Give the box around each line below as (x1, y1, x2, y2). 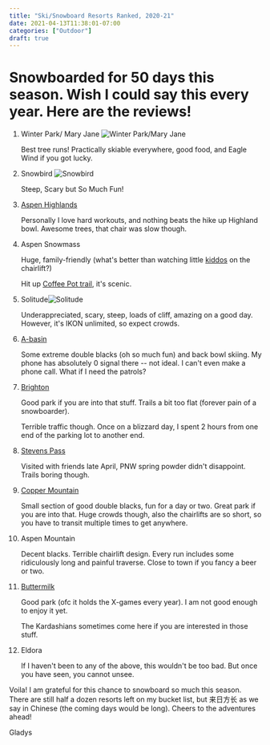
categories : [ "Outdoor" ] (9, 26, 92, 34)
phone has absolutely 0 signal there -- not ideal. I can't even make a (20, 358, 246, 368)
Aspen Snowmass (20, 240, 81, 249)
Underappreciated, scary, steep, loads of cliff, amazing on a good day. (20, 310, 253, 320)
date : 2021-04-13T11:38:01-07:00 (9, 19, 121, 27)
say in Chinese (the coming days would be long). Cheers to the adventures (9, 703, 256, 714)
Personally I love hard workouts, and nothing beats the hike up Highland (20, 216, 259, 225)
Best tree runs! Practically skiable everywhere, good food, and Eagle (20, 145, 248, 155)
